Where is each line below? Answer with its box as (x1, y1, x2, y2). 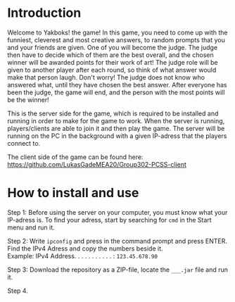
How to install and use (7, 185, 139, 201)
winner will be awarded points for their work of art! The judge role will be (7, 58, 218, 66)
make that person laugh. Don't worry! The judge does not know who (7, 73, 205, 82)
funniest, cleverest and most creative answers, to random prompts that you (7, 35, 225, 44)
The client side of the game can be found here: (7, 153, 144, 161)
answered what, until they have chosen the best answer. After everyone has (7, 80, 227, 89)
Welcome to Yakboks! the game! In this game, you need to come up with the (7, 28, 228, 37)
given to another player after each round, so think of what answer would (7, 65, 217, 74)
